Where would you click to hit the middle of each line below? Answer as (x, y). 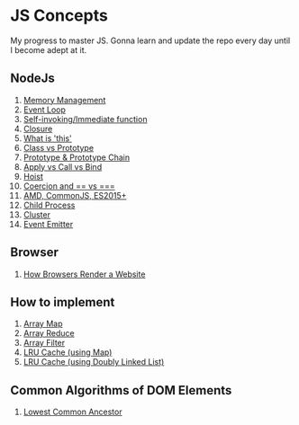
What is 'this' (47, 138)
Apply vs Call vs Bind (63, 166)
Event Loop (45, 110)
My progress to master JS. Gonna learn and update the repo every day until (150, 40)
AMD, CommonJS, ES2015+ (75, 195)
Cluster (36, 214)
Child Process (49, 205)
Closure (38, 128)
